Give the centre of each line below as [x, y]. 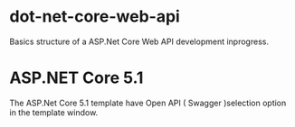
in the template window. [54, 112]
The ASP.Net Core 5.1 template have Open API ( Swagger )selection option [148, 103]
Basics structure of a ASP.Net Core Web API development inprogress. [139, 41]
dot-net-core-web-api [95, 17]
